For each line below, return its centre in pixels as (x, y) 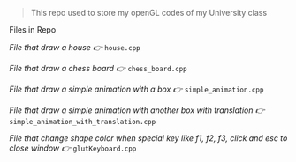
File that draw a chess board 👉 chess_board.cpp (98, 68)
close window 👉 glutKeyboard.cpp (73, 148)
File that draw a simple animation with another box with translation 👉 (137, 110)
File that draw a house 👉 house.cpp (75, 47)
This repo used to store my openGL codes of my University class (149, 13)
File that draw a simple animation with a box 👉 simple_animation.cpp (137, 89)
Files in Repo (33, 29)
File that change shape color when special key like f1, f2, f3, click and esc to (148, 138)
